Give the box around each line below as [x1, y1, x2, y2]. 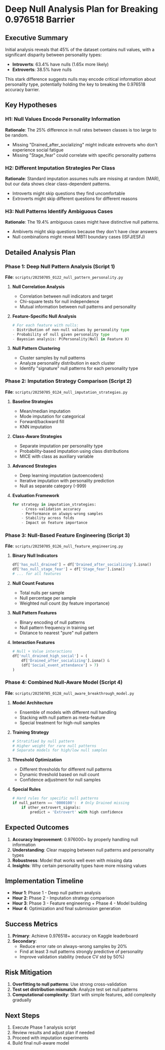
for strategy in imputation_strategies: [12, 502, 97, 507]
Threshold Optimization [12, 757, 63, 763]
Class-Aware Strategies [12, 433, 63, 439]
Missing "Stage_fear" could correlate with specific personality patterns [12, 152, 156, 158]
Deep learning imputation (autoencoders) [19, 472, 104, 478]
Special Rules [12, 786, 41, 792]
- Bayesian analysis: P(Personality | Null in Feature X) [12, 337, 130, 341]
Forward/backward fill [19, 418, 65, 424]
